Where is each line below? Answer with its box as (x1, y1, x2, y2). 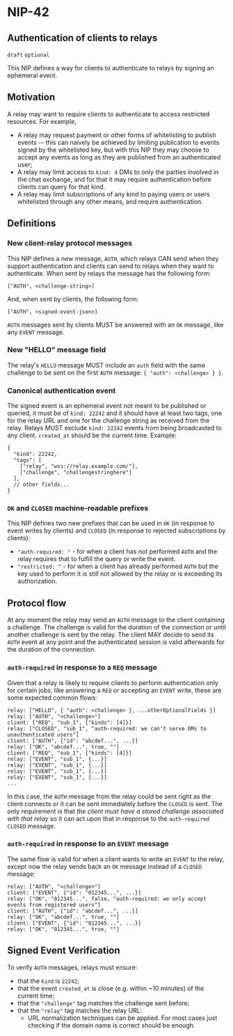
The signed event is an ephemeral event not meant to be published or (7, 402, 207, 410)
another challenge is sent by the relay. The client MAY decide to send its (7, 631, 214, 639)
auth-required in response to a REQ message (7, 663, 158, 673)
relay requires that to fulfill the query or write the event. (17, 555, 176, 563)
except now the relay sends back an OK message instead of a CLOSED (7, 862, 202, 870)
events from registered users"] (7, 901, 101, 909)
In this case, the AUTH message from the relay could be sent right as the (7, 792, 211, 801)
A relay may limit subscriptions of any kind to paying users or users (17, 189, 210, 198)
